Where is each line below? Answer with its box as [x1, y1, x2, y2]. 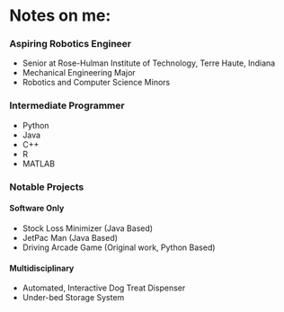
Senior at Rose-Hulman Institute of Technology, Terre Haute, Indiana [22, 58, 276, 68]
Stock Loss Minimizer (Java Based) [22, 222, 154, 234]
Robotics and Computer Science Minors [22, 77, 171, 88]
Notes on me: [9, 5, 111, 26]
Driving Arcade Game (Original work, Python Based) [22, 242, 216, 253]
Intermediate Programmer [9, 100, 125, 112]
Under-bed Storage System [22, 292, 125, 303]
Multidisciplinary [9, 263, 75, 273]
